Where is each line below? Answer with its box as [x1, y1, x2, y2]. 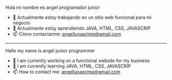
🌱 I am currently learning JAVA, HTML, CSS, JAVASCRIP [12, 63, 131, 69]
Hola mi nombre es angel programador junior [5, 5, 100, 10]
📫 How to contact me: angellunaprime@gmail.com [12, 69, 121, 75]
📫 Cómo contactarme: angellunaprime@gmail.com [12, 31, 121, 37]
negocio [12, 20, 30, 26]
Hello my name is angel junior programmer [5, 48, 95, 53]
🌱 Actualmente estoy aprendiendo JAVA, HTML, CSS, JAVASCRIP [12, 25, 151, 31]
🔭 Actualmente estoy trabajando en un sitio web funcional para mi [12, 14, 152, 20]
